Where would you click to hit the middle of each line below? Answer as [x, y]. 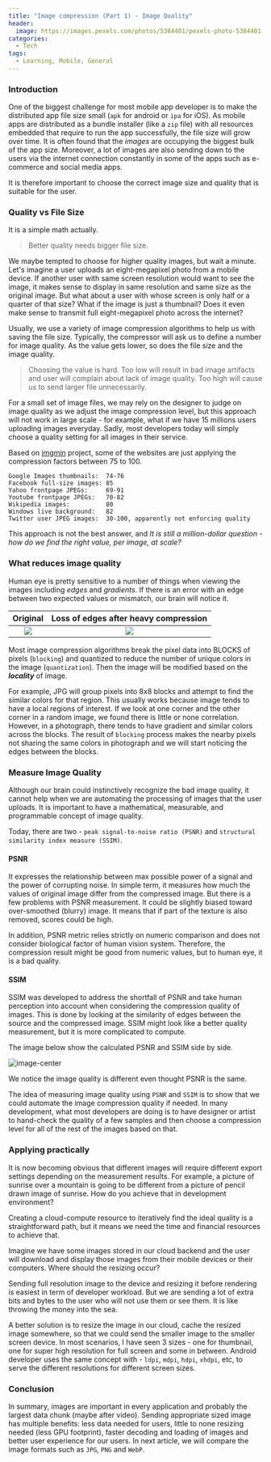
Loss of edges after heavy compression [129, 618]
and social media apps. [84, 167]
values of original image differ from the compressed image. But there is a [130, 894]
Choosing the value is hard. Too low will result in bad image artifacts [142, 370]
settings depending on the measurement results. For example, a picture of [131, 1176]
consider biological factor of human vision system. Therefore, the [117, 944]
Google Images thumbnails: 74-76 [67, 477]
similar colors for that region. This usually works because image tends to [129, 700]
